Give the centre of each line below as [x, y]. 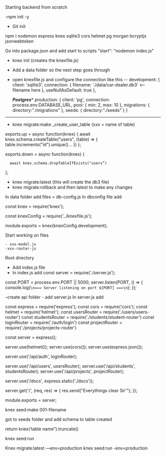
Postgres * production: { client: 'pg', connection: [61, 100]
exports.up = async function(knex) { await [48, 134]
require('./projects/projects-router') [41, 328]
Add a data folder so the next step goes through [61, 70]
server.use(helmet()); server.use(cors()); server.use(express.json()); [74, 347]
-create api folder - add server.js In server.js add [54, 297]
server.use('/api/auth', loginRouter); [41, 356]
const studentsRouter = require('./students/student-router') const [88, 317]
